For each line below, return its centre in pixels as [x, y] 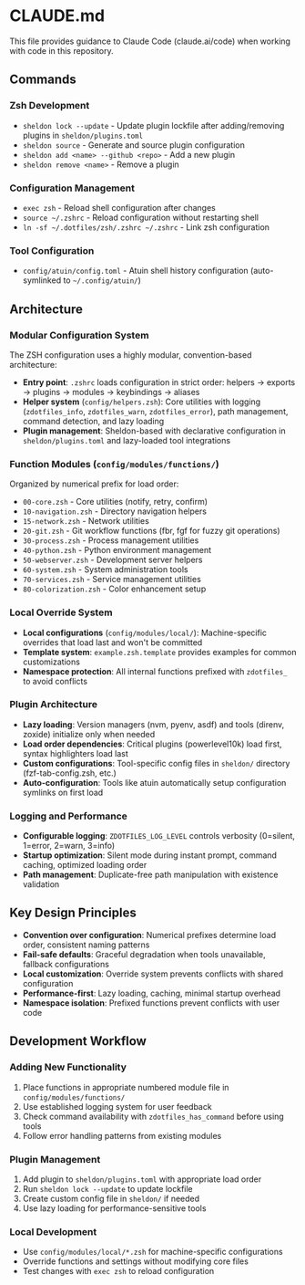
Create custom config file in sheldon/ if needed [111, 1198]
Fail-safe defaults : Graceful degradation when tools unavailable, [144, 954]
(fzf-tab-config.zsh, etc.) [69, 773]
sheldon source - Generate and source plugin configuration [134, 145]
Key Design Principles [73, 913]
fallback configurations [66, 964]
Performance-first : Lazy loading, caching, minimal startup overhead [151, 993]
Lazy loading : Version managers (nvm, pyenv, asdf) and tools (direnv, [153, 724]
